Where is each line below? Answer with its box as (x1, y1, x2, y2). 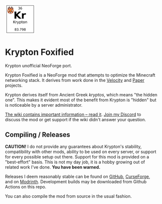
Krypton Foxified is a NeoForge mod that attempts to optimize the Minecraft (5, 72, 156, 78)
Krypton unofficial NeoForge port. (5, 63, 73, 68)
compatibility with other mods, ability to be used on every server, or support (5, 149, 157, 155)
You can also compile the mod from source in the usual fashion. (5, 193, 132, 199)
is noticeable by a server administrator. (5, 102, 83, 108)
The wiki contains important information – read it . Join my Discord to (5, 111, 141, 117)
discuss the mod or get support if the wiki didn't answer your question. (5, 116, 147, 122)
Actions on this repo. (5, 184, 47, 189)
